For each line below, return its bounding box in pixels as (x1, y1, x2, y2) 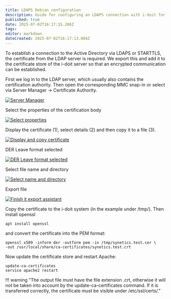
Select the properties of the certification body (5, 107, 102, 113)
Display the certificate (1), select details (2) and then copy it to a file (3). (5, 126, 156, 133)
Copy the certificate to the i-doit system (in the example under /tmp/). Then (5, 205, 164, 212)
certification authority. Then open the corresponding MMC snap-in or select (5, 81, 165, 87)
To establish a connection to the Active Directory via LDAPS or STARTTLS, (5, 50, 162, 56)
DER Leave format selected (5, 146, 63, 152)
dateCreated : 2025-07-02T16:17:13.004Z (5, 36, 90, 41)
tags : (5, 27, 17, 32)
